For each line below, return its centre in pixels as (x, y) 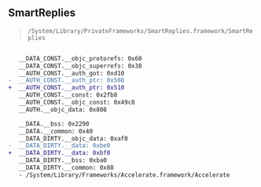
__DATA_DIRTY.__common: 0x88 (66, 168)
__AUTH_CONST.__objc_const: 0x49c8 (77, 103)
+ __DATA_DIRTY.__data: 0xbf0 (59, 153)
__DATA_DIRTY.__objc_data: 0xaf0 (73, 138)
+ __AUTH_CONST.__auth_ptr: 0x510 (66, 88)
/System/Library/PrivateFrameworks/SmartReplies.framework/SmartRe (140, 31)
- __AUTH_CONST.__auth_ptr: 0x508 (66, 81)
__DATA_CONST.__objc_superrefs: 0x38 (81, 66)
